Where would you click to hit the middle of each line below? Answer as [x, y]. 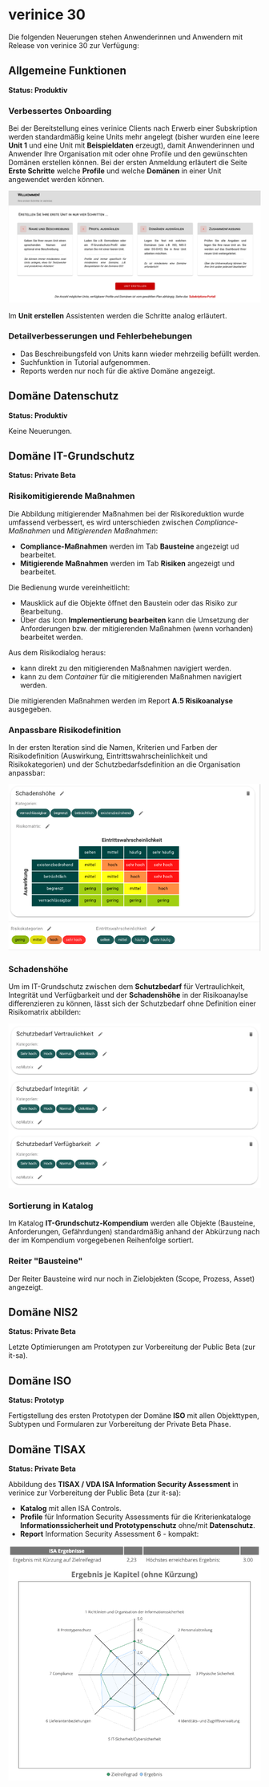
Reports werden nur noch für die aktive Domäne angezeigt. [117, 371]
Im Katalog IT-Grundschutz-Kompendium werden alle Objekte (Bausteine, [132, 1223]
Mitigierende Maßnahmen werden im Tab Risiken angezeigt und [127, 563]
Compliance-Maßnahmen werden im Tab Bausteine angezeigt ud [129, 546]
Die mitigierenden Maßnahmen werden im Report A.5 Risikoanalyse [121, 700]
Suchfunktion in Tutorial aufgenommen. [85, 362]
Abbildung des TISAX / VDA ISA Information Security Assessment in [123, 1485]
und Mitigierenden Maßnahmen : [105, 530]
